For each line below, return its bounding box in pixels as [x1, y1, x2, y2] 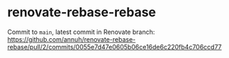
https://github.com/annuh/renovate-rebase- [7, 35, 136, 43]
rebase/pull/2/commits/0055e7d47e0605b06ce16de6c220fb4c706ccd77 [7, 42, 222, 51]
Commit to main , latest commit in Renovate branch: [7, 28, 155, 36]
